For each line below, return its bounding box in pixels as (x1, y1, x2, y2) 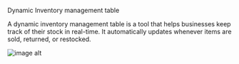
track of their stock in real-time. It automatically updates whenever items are (7, 28, 232, 36)
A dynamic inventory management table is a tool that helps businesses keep (7, 20, 231, 28)
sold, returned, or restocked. (7, 35, 91, 43)
